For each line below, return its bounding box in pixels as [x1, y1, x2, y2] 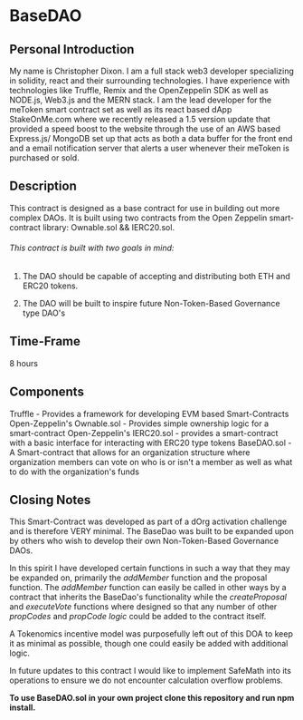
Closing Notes [9, 492, 91, 508]
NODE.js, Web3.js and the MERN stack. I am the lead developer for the [9, 94, 272, 105]
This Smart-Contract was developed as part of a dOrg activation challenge [9, 516, 288, 527]
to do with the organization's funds [9, 466, 140, 477]
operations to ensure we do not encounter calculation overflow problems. [9, 675, 283, 686]
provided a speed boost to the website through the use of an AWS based [9, 123, 281, 134]
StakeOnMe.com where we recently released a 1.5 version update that [9, 114, 271, 124]
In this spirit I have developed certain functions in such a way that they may [9, 563, 291, 574]
